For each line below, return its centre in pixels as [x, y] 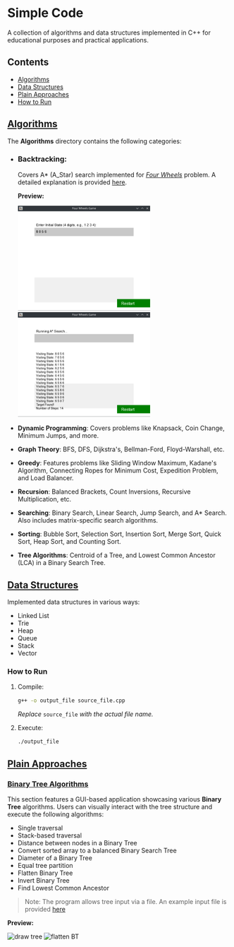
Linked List [33, 616]
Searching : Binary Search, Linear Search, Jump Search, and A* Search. [122, 513]
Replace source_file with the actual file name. [85, 714]
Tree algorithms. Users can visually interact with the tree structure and [110, 806]
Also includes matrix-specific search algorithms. [88, 520]
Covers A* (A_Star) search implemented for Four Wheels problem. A [117, 174]
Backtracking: [42, 159]
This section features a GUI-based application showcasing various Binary [115, 799]
